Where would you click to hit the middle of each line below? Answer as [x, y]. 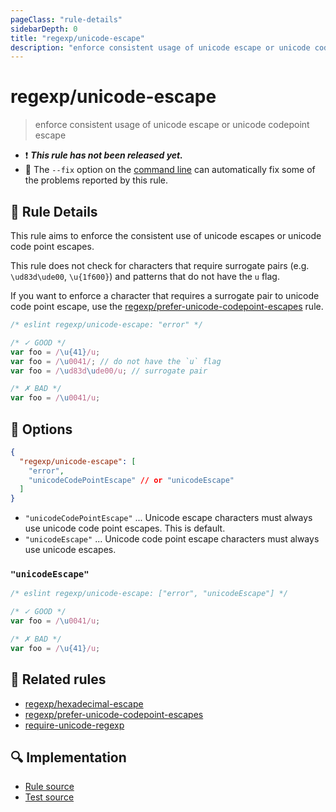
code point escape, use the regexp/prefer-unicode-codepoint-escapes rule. [167, 306]
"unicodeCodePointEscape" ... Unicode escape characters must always [168, 518]
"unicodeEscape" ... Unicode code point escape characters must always [172, 539]
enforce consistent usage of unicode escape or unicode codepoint [172, 125]
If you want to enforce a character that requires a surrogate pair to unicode [165, 295]
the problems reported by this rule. [96, 180]
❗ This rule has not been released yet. [103, 155]
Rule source [49, 787]
